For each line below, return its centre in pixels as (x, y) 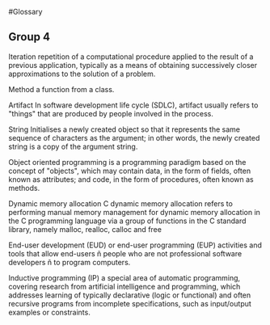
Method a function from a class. (61, 89)
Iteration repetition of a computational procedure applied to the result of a (131, 57)
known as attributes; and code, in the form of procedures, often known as (131, 179)
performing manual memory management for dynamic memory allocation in (135, 212)
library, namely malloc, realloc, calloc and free (85, 229)
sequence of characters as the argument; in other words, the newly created (134, 137)
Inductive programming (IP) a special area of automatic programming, (124, 277)
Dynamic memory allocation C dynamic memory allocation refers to (120, 203)
